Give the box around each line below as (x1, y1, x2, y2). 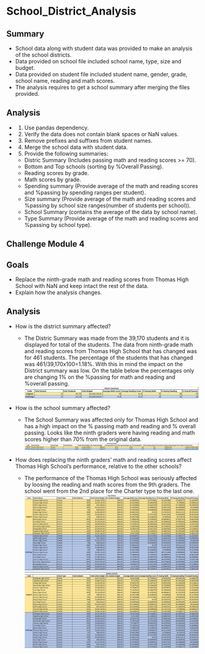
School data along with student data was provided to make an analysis (15, 45, 193, 52)
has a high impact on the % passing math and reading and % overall (24, 422, 196, 429)
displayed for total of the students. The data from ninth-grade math (24, 340, 193, 348)
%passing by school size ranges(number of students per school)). (24, 201, 191, 209)
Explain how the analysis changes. (15, 289, 103, 296)
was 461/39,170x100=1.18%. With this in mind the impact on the (24, 360, 183, 367)
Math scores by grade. (24, 176, 81, 183)
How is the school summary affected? (15, 404, 111, 411)
